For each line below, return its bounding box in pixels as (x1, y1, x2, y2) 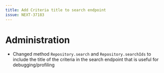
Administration (5, 34, 70, 46)
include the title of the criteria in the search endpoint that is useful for (12, 57, 159, 63)
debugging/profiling (12, 62, 55, 68)
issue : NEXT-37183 (5, 12, 44, 17)
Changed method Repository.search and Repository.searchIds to (12, 51, 152, 57)
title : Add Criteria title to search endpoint (5, 7, 106, 13)
